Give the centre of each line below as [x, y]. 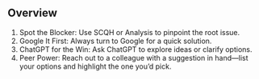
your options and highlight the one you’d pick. [95, 66]
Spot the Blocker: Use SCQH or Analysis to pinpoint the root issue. [129, 32]
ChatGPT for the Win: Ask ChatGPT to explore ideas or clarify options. [136, 49]
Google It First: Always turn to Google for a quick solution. [115, 41]
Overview [33, 13]
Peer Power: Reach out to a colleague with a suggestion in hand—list [134, 57]
